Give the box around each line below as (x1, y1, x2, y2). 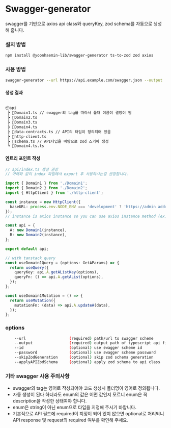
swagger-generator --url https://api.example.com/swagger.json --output (5, 78, 163, 83)
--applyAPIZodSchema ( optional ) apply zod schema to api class (14, 359, 160, 365)
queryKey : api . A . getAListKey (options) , (14, 270, 99, 275)
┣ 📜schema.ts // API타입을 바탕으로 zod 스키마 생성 (7, 139, 109, 144)
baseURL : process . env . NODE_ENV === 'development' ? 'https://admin (10, 204, 156, 209)
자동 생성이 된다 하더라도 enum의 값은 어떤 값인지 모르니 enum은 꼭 (12, 391, 148, 398)
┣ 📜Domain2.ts (7, 115, 38, 120)
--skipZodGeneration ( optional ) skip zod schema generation (14, 355, 154, 360)
